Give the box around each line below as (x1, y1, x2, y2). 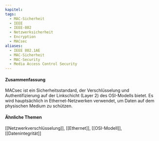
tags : (5, 12, 16, 17)
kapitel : (5, 7, 23, 12)
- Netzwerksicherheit (9, 30, 54, 35)
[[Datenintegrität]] (5, 130, 41, 136)
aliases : (5, 43, 23, 48)
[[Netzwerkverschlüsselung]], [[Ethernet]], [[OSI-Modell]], (5, 125, 122, 131)
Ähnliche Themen (5, 114, 42, 120)
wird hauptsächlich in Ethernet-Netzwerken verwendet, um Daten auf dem (5, 98, 155, 104)
